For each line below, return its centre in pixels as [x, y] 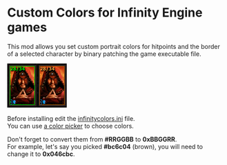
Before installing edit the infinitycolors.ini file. [71, 118]
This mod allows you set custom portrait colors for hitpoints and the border [114, 46]
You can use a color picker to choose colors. [71, 126]
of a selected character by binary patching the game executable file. [104, 54]
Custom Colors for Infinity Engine [105, 13]
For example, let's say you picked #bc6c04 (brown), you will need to [105, 146]
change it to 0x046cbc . [41, 154]
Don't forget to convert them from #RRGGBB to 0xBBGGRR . [92, 139]
